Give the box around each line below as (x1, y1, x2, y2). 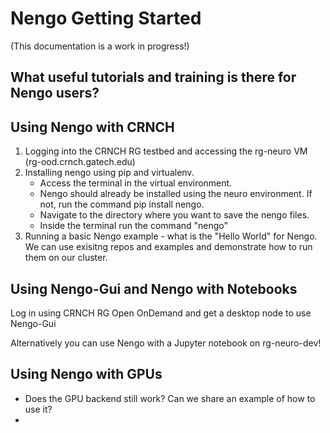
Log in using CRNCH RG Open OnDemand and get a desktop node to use (10, 307, 312, 319)
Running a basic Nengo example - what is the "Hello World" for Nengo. (24, 230, 318, 242)
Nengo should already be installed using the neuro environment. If (39, 188, 313, 200)
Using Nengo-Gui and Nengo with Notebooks (10, 280, 298, 297)
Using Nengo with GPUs (10, 366, 163, 383)
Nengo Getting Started (10, 7, 202, 30)
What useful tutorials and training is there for (10, 69, 297, 86)
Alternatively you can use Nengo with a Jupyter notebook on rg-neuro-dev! (10, 337, 322, 349)
